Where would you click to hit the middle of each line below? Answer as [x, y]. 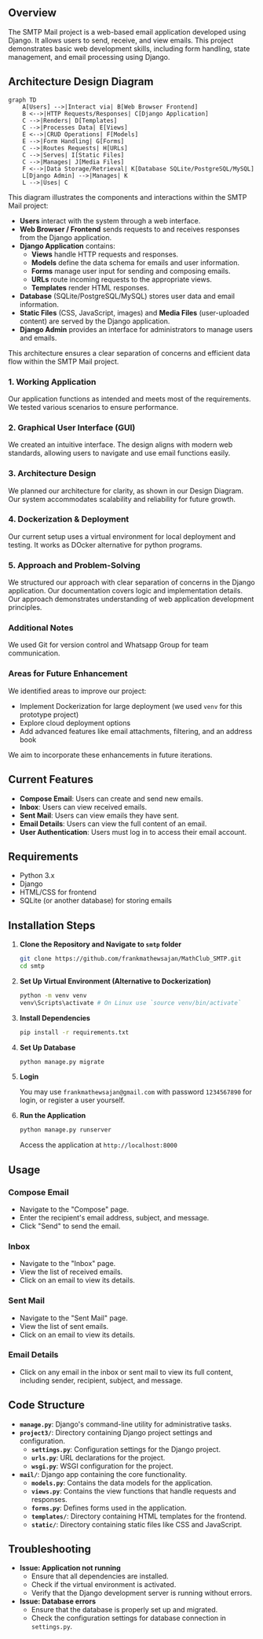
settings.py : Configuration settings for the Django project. [126, 1449]
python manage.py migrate [62, 1061]
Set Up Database [47, 1047]
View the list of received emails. [71, 1272]
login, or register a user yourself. [72, 1100]
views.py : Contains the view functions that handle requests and [134, 1491]
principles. [25, 607]
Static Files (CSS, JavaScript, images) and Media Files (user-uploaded [134, 312]
